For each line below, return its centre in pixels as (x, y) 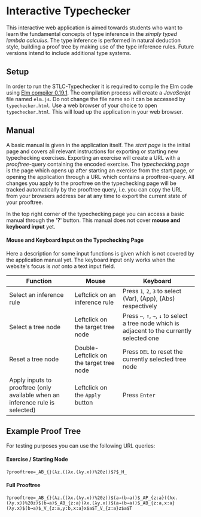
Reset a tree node (34, 359)
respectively (140, 306)
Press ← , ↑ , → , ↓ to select (155, 315)
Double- (86, 348)
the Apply (88, 395)
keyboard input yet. (31, 226)
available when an (34, 395)
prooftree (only (31, 387)
